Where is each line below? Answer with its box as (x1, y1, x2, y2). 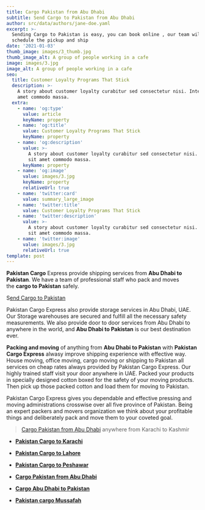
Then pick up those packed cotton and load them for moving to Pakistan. (6, 382, 190, 390)
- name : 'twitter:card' (17, 190, 78, 196)
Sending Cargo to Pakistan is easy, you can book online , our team (12, 32, 190, 38)
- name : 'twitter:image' (17, 235, 81, 242)
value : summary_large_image (22, 196, 95, 202)
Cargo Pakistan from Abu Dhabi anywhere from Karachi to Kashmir (21, 426, 190, 433)
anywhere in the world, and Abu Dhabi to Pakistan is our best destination (6, 326, 191, 333)
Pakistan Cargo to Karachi (15, 437, 83, 445)
